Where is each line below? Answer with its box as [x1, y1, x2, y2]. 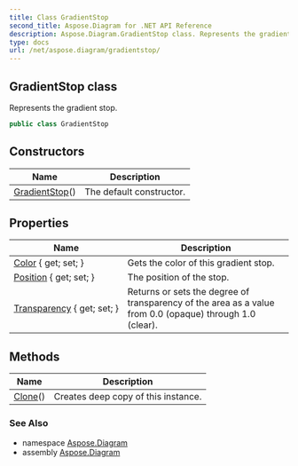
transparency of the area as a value [127, 296, 275, 309]
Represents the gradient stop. [9, 102, 118, 113]
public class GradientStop [9, 119, 109, 129]
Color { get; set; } [13, 257, 84, 269]
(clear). [127, 319, 158, 331]
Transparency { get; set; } [13, 303, 120, 315]
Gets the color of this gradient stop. [127, 257, 275, 269]
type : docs [9, 37, 50, 47]
